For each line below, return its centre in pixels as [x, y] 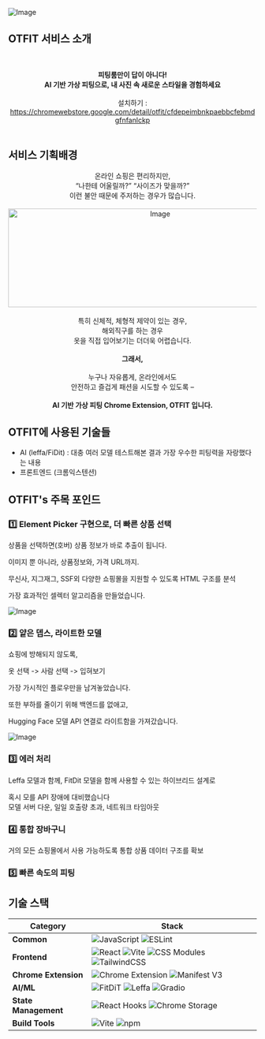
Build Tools [34, 1023]
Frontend [30, 957]
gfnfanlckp [132, 120]
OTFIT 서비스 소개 [50, 39]
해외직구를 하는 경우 [132, 331]
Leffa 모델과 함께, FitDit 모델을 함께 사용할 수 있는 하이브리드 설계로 [112, 780]
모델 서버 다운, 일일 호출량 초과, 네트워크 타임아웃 [84, 807]
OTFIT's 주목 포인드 [54, 500]
